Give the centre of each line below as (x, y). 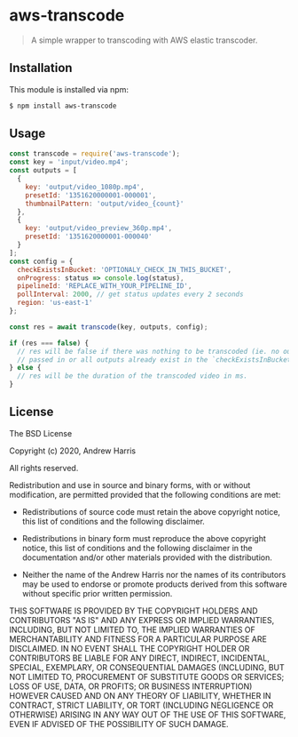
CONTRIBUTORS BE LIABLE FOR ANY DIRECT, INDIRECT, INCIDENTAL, (140, 658)
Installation (41, 68)
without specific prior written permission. (97, 593)
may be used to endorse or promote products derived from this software (154, 584)
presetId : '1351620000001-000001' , (91, 195)
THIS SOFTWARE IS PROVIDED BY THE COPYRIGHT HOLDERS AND (134, 611)
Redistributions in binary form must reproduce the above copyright (144, 538)
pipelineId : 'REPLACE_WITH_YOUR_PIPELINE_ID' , (105, 286)
